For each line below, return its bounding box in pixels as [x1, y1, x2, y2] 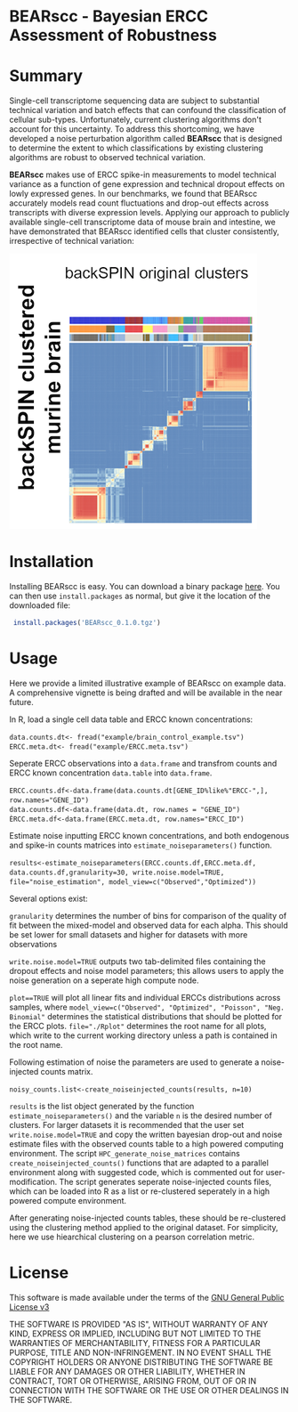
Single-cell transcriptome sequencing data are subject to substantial [9, 95, 260, 106]
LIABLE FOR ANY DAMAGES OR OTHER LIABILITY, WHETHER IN [9, 1366, 246, 1376]
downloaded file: [9, 600, 71, 611]
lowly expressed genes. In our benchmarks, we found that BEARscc [9, 189, 258, 199]
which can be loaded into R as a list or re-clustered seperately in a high [9, 1186, 270, 1197]
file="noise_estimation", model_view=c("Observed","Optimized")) [9, 877, 256, 887]
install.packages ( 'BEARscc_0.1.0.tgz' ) [12, 619, 162, 628]
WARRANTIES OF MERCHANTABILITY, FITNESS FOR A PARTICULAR [9, 1337, 261, 1348]
